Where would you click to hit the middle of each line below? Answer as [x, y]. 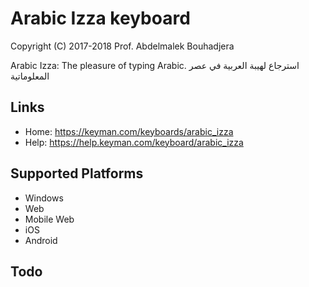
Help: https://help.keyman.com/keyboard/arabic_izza [134, 142]
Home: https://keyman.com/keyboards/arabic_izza [129, 131]
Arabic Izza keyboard [100, 18]
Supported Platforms [77, 173]
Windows [44, 198]
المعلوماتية [30, 76]
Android [41, 240]
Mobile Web [49, 219]
